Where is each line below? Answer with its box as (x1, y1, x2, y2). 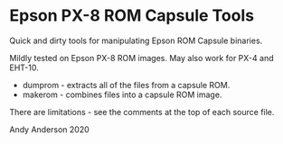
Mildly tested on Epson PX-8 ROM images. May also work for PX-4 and (9, 52, 274, 63)
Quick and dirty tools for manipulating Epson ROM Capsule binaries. (9, 35, 263, 46)
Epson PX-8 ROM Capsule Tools (9, 5, 255, 26)
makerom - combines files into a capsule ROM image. (22, 89, 222, 100)
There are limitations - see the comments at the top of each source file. (9, 106, 275, 117)
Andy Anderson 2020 (9, 123, 90, 135)
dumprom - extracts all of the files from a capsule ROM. (22, 79, 231, 90)
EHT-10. (9, 62, 39, 73)
